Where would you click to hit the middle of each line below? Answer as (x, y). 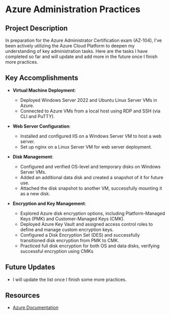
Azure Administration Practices (73, 9)
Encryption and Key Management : (49, 203)
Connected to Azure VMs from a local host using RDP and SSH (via (90, 111)
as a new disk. (35, 193)
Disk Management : (33, 157)
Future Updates (30, 267)
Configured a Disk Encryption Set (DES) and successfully (80, 235)
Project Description (37, 28)
